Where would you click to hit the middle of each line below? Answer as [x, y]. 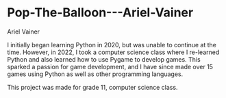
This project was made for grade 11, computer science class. [92, 87]
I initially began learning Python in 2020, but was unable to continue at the [112, 45]
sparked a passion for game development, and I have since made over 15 [110, 66]
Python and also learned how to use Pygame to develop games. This [104, 59]
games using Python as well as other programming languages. [95, 74]
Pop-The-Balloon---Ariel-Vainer [100, 13]
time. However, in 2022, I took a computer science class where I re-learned [113, 52]
